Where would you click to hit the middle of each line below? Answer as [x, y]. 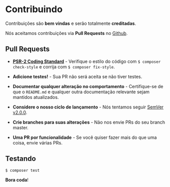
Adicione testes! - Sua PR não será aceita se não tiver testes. [77, 77]
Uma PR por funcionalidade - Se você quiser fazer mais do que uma [84, 137]
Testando [21, 159]
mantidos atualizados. [36, 97]
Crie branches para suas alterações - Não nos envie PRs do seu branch [89, 122]
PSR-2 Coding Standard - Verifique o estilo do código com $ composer [87, 61]
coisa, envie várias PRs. [37, 142]
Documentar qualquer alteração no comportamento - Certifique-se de [88, 86]
